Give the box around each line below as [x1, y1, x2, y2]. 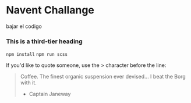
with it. [20, 79, 37, 86]
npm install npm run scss [6, 52, 68, 58]
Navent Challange [6, 3, 95, 17]
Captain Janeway [29, 91, 71, 98]
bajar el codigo [6, 23, 42, 30]
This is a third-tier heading [6, 37, 83, 45]
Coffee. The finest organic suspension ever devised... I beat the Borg [20, 73, 186, 80]
